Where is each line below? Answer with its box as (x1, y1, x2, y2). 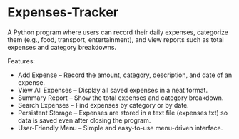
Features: (7, 56, 36, 65)
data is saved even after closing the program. (17, 115, 151, 125)
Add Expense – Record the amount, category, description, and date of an (17, 71, 233, 79)
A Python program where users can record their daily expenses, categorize (7, 28, 228, 36)
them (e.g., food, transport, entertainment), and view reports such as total (7, 35, 224, 43)
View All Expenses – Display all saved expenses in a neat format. (17, 86, 208, 94)
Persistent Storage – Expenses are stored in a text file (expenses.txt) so (17, 108, 228, 117)
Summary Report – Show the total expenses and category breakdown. (17, 93, 224, 102)
